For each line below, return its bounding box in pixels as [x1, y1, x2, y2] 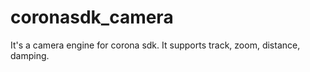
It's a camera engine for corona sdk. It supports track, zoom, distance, [10, 39, 301, 51]
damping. [10, 49, 50, 61]
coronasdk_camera [10, 6, 174, 29]
